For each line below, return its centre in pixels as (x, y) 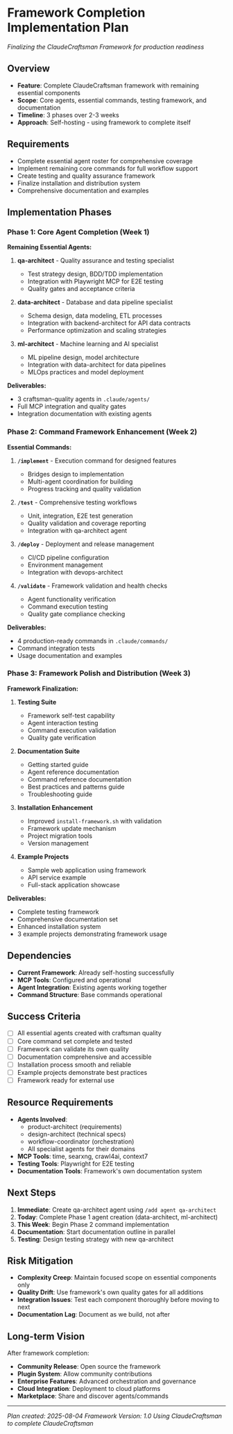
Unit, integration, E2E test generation (80, 516)
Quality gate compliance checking (76, 613)
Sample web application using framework (87, 870)
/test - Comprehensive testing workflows (77, 502)
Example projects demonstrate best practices (82, 1072)
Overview (29, 68)
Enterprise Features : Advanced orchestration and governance (106, 1381)
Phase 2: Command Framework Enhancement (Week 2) (102, 432)
